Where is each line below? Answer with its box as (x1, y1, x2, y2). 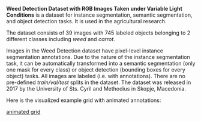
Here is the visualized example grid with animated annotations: (6, 97, 161, 104)
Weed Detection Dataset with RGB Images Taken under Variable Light (6, 5, 183, 12)
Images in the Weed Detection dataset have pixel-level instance (6, 47, 164, 54)
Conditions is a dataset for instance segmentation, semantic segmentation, (6, 11, 193, 18)
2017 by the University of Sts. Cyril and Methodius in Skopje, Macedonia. (6, 85, 186, 92)
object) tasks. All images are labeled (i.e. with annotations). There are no (6, 73, 186, 79)
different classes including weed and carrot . (6, 36, 115, 42)
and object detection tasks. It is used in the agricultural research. (6, 18, 167, 24)
